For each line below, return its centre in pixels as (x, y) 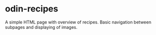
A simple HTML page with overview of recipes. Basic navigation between (78, 22)
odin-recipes (32, 9)
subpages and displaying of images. (41, 27)
